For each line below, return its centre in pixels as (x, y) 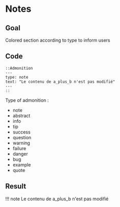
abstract (21, 116)
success (21, 132)
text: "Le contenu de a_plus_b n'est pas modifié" (60, 82)
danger (20, 154)
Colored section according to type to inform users (58, 40)
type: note (17, 77)
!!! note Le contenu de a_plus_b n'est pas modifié (57, 199)
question (22, 137)
